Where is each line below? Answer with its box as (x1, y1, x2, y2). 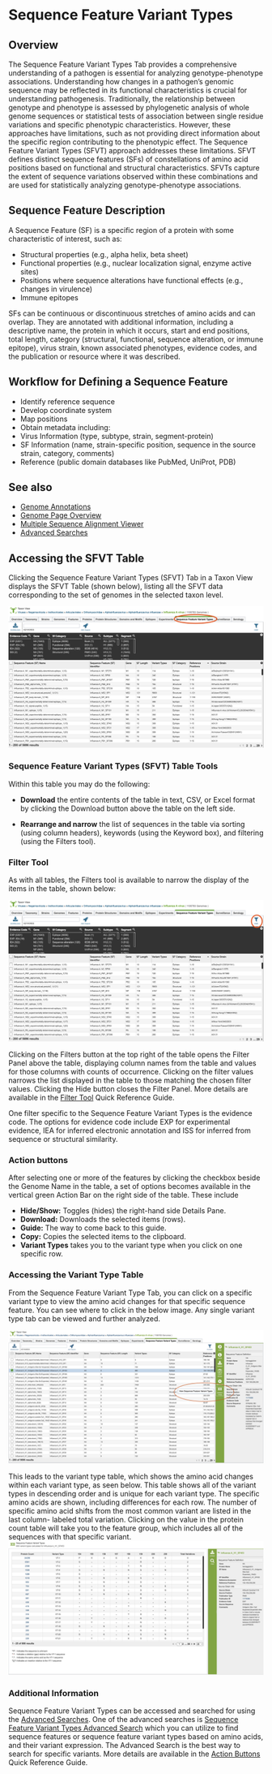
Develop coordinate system (19, 405, 112, 415)
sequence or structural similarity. (8, 1134, 118, 1143)
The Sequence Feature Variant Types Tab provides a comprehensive (8, 59, 237, 69)
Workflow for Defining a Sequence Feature (8, 375, 228, 389)
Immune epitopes (19, 292, 79, 302)
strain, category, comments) (19, 448, 115, 458)
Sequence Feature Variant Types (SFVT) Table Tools (8, 760, 219, 772)
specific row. (19, 1249, 63, 1259)
